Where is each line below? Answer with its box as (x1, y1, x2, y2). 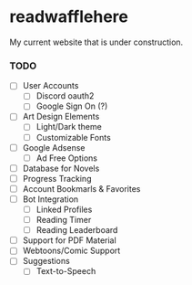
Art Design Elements (22, 111, 100, 122)
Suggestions (22, 256, 70, 267)
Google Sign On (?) (35, 100, 108, 111)
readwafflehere (9, 6, 129, 27)
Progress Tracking (22, 173, 92, 184)
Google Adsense (22, 142, 86, 153)
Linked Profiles (35, 204, 93, 215)
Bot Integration (22, 194, 79, 205)
